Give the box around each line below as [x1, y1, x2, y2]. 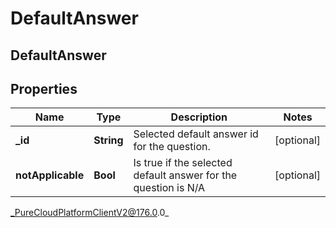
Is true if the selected [133, 156, 233, 170]
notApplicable [15, 168, 85, 182]
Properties [10, 80, 78, 97]
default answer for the [133, 168, 238, 182]
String [93, 133, 124, 147]
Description [170, 110, 228, 124]
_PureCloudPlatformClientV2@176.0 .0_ [10, 207, 170, 219]
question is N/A [133, 181, 206, 195]
